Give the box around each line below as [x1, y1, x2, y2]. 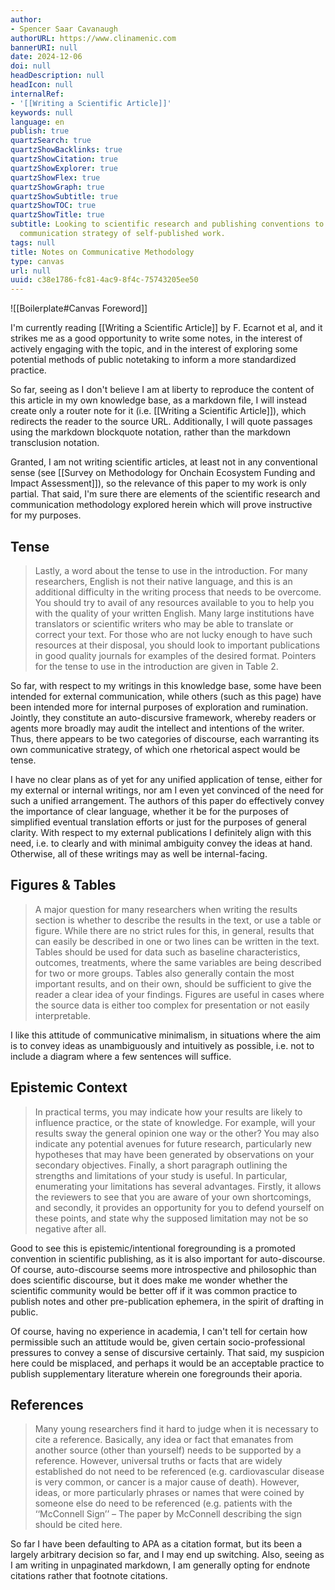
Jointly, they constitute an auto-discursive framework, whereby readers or [10, 711, 317, 723]
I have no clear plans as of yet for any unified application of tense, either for [10, 773, 323, 785]
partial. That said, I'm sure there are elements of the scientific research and [10, 488, 321, 500]
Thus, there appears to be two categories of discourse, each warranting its [10, 732, 320, 745]
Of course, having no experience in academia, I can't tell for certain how [10, 1325, 308, 1337]
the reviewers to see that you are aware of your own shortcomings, [34, 1191, 312, 1203]
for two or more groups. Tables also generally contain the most [34, 967, 295, 979]
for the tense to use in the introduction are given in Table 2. [34, 660, 279, 672]
